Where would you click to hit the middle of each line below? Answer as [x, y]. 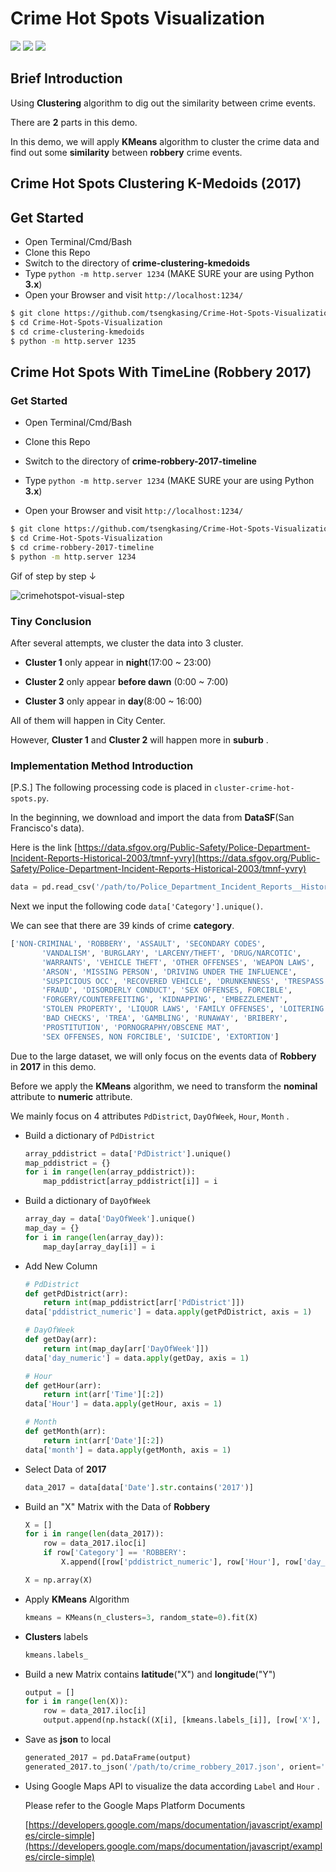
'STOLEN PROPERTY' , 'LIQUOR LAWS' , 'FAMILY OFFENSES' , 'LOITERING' [185, 1009]
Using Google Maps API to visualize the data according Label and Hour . [172, 1786]
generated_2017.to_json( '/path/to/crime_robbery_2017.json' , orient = [173, 1767]
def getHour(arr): [63, 1385]
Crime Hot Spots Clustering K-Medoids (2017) [156, 183]
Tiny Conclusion [51, 621]
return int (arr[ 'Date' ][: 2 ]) [104, 1440]
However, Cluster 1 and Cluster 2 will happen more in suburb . [139, 739]
